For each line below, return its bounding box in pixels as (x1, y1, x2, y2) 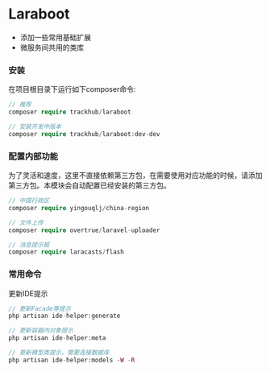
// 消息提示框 (8, 241, 50, 249)
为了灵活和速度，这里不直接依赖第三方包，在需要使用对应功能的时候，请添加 (8, 171, 263, 180)
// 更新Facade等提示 (8, 304, 71, 312)
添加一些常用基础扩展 (19, 32, 91, 42)
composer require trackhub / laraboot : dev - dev (8, 130, 160, 138)
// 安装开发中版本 (8, 122, 62, 130)
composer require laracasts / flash (8, 248, 125, 256)
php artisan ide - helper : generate (8, 312, 121, 320)
